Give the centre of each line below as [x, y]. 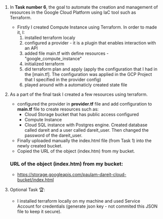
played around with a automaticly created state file [76, 85]
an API [31, 48]
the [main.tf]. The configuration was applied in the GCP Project [88, 74]
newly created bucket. [40, 146]
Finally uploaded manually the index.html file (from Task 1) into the [84, 141]
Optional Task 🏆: [27, 190]
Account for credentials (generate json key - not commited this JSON [87, 206]
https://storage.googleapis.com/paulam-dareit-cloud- [72, 175]
